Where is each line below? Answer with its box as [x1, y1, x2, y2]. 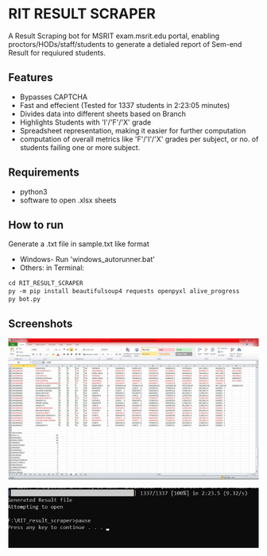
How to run [8, 218, 64, 231]
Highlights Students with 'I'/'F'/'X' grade [19, 117, 152, 127]
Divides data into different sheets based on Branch [19, 109, 187, 118]
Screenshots [8, 317, 73, 330]
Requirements [8, 166, 79, 180]
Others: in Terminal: [19, 263, 85, 272]
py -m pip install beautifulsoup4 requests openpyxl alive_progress [8, 288, 240, 295]
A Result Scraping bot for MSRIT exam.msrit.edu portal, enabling [8, 31, 220, 41]
